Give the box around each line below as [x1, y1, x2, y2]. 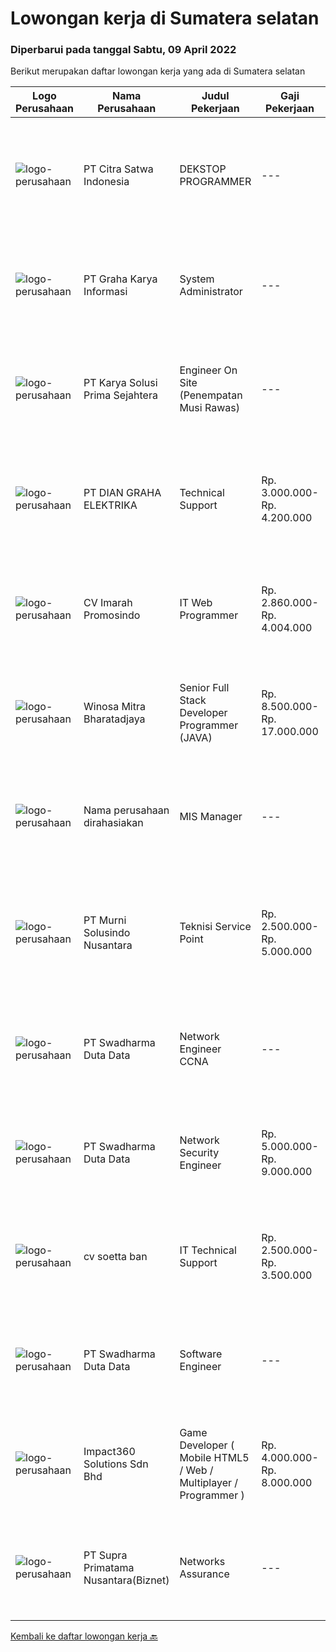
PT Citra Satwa [83, 162, 154, 176]
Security [179, 1146, 220, 1160]
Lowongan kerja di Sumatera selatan [10, 7, 320, 30]
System [179, 272, 215, 286]
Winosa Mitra [83, 700, 146, 714]
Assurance [179, 1567, 230, 1581]
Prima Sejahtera [83, 388, 158, 402]
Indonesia [83, 175, 130, 189]
